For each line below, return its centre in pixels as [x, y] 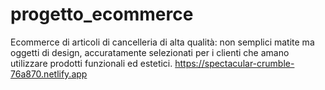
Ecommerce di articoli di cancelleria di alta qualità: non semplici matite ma [162, 42]
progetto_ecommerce [102, 14]
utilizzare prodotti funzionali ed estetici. [91, 63]
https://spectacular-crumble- [234, 63]
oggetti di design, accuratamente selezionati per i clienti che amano [150, 52]
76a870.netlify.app [49, 74]
